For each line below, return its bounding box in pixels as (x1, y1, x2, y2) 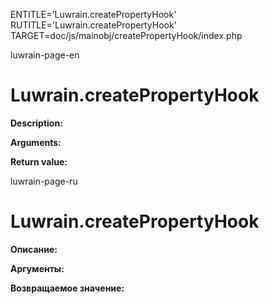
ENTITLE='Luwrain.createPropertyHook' (10, 9, 177, 20)
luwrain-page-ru (10, 175, 78, 187)
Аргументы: (10, 262, 65, 274)
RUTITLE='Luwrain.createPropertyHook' (10, 19, 177, 31)
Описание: (10, 243, 58, 255)
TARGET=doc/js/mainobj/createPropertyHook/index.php (10, 30, 243, 41)
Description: (10, 117, 63, 129)
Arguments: (10, 136, 62, 148)
